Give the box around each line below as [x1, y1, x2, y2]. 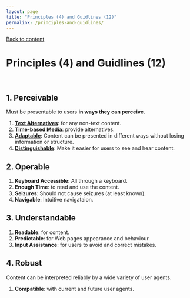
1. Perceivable [6, 92, 58, 103]
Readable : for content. [14, 229, 69, 236]
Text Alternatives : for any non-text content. [14, 120, 122, 127]
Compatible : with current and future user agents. [14, 285, 134, 292]
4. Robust [6, 258, 42, 268]
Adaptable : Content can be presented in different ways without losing [14, 132, 184, 139]
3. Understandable [6, 213, 76, 223]
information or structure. [14, 139, 75, 146]
